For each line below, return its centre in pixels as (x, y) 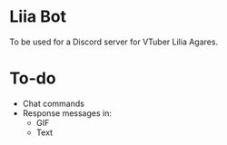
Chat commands (53, 103)
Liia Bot (38, 17)
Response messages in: (67, 113)
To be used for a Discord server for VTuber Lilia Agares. (114, 42)
